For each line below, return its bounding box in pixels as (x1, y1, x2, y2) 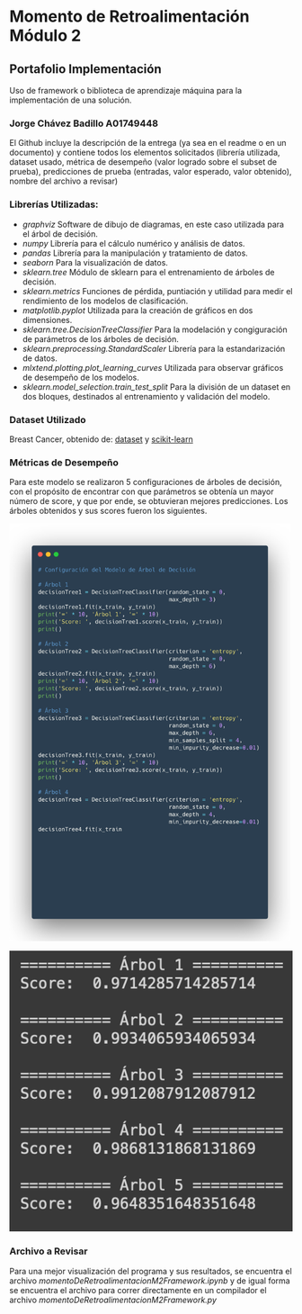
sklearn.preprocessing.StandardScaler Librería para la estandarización (22, 343, 286, 354)
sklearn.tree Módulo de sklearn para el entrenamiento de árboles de (22, 266, 275, 277)
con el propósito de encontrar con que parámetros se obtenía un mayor (9, 486, 274, 497)
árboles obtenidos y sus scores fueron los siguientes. (9, 506, 208, 517)
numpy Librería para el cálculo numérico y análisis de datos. (22, 238, 245, 248)
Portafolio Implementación (9, 61, 162, 76)
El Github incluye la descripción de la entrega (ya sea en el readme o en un (9, 138, 287, 148)
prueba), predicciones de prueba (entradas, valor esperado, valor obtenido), (9, 166, 292, 177)
